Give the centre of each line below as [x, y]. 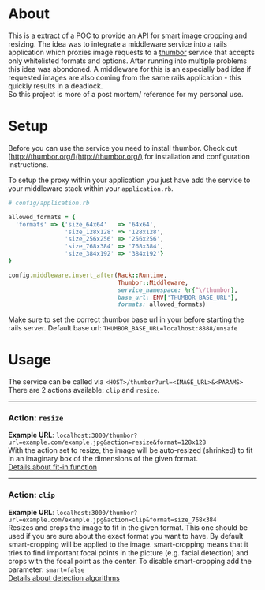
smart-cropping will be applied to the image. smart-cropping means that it [128, 544]
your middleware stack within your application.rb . [91, 188]
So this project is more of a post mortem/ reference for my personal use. [126, 94]
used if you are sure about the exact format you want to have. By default [126, 536]
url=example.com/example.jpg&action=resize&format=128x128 [107, 442]
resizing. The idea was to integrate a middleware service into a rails [118, 43]
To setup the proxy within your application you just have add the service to [129, 180]
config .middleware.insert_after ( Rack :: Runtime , [88, 275]
